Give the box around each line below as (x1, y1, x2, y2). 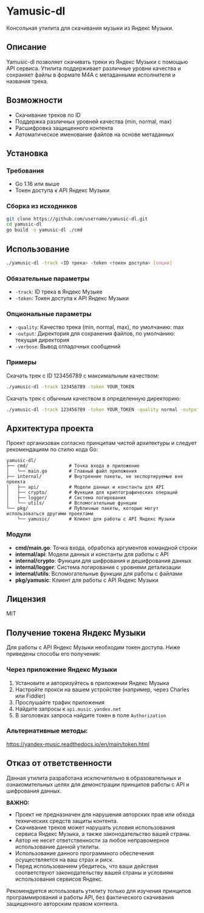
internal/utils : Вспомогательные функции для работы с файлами (15, 570, 183, 577)
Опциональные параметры (6, 310, 92, 319)
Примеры (6, 358, 37, 367)
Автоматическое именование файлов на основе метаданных (15, 131, 174, 138)
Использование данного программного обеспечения (15, 849, 154, 856)
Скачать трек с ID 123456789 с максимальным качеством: (6, 372, 160, 379)
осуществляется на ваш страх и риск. (15, 856, 114, 863)
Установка (6, 148, 49, 159)
